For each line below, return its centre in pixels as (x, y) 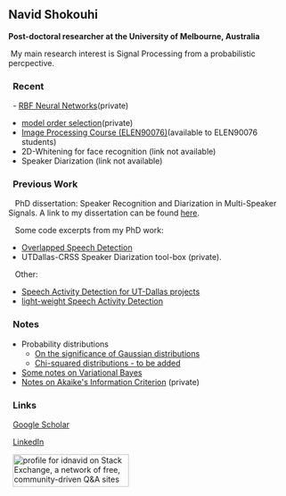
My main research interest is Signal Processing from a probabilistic (133, 54)
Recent (28, 86)
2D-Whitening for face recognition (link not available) (118, 152)
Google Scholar (41, 425)
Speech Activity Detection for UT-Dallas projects (110, 292)
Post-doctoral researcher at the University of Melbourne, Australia (134, 36)
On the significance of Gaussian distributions (117, 353)
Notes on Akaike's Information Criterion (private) (110, 382)
